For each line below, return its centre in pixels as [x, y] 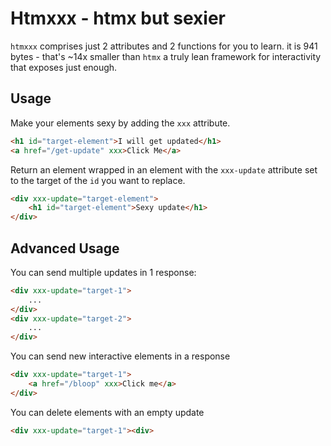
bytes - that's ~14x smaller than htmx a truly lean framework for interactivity [166, 56]
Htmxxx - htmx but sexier [118, 18]
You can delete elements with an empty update [107, 412]
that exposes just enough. [64, 67]
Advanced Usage [65, 248]
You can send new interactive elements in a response [120, 356]
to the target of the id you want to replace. [98, 180]
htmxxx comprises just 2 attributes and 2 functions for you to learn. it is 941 [164, 46]
